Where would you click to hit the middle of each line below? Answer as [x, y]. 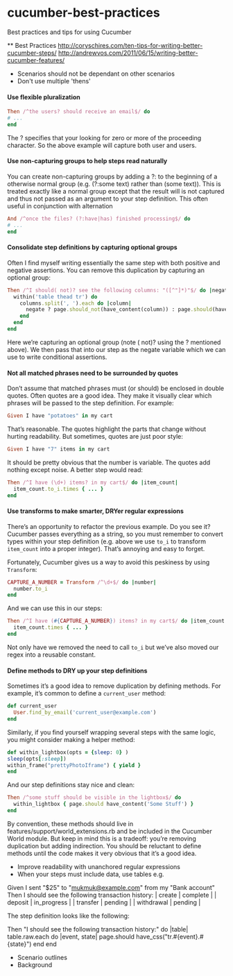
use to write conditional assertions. [57, 357]
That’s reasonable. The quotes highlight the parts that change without [107, 429]
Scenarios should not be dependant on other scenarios [96, 74]
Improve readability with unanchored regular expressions [99, 866]
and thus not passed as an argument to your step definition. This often [107, 199]
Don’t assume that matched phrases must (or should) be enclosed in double [116, 388]
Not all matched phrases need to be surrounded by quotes [93, 373]
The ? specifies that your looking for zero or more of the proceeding [104, 137]
